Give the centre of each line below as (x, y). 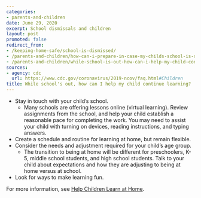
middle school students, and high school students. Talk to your (107, 158)
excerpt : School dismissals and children (59, 28)
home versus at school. (53, 171)
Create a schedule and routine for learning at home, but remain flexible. (103, 139)
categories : (21, 12)
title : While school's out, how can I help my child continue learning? (99, 84)
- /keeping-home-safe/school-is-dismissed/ (61, 51)
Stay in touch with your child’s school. (62, 101)
